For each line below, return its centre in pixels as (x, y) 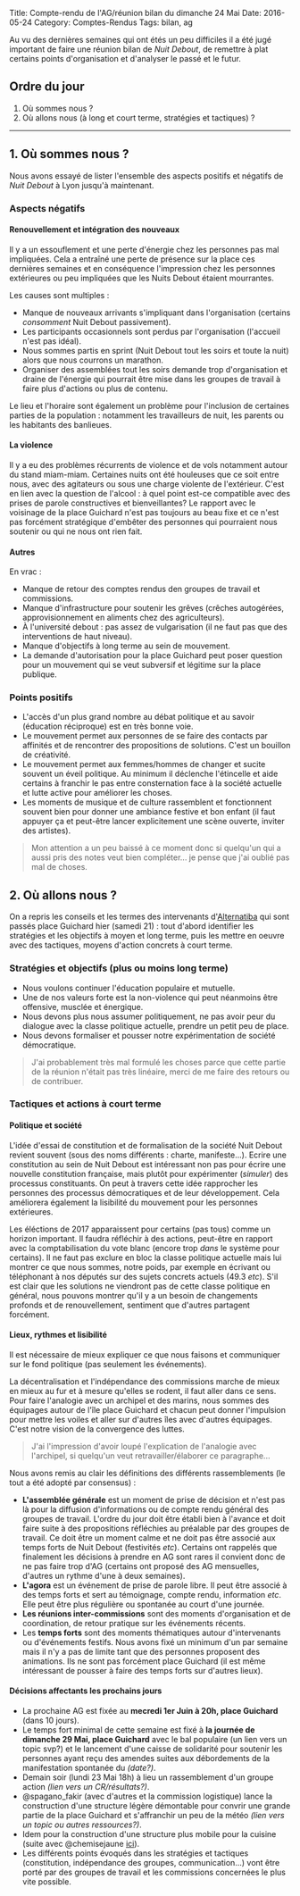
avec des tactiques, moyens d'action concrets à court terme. (121, 945)
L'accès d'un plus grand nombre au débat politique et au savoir (138, 717)
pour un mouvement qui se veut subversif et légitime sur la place (142, 665)
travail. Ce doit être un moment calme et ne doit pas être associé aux (149, 1537)
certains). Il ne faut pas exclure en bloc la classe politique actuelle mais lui (146, 1257)
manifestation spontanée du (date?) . (89, 1768)
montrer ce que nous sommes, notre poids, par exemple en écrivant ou (140, 1266)
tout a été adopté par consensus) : (73, 1483)
